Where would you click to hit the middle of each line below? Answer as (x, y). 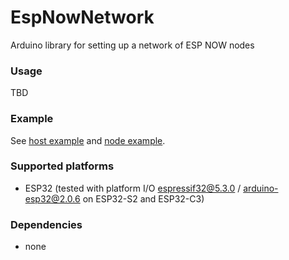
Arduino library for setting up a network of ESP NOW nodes (132, 45)
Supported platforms (62, 166)
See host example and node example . (88, 140)
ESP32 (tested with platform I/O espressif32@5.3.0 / (133, 188)
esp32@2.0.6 (52, 198)
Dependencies (46, 224)
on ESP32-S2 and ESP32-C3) (143, 198)
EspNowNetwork (82, 17)
